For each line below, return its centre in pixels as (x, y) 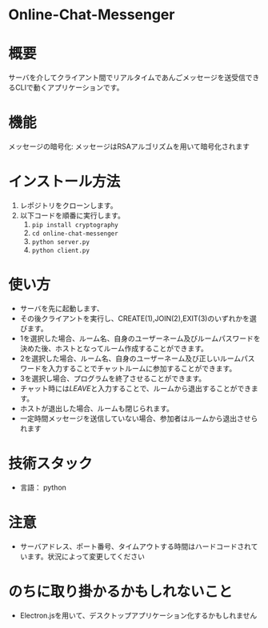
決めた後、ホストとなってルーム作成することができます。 (114, 348)
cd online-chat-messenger (75, 234)
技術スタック (51, 464)
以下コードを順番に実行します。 (72, 215)
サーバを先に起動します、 (62, 308)
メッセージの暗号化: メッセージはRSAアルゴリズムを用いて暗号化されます (129, 146)
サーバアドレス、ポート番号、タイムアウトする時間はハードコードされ (135, 546)
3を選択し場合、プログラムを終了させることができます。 (113, 378)
